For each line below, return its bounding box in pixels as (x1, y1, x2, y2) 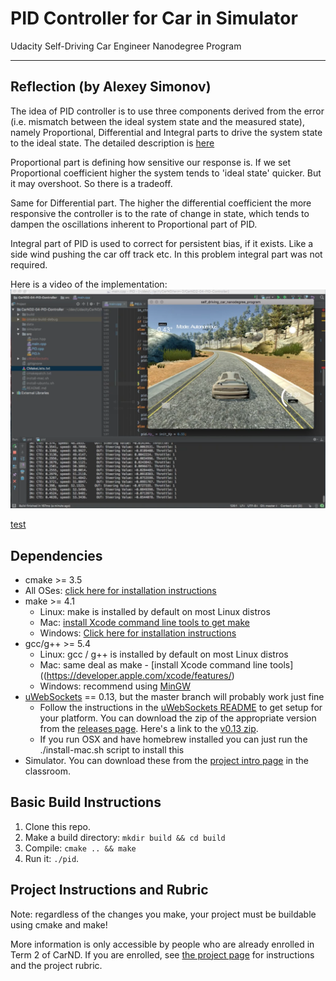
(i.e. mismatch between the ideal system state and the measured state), (10, 115, 305, 127)
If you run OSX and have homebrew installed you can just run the (39, 733, 308, 745)
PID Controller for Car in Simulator (10, 7, 298, 30)
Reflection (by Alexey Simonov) (10, 78, 212, 96)
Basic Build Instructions (10, 794, 162, 811)
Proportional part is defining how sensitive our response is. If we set (10, 156, 292, 168)
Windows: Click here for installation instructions (39, 627, 237, 639)
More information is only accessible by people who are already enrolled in (10, 938, 315, 950)
